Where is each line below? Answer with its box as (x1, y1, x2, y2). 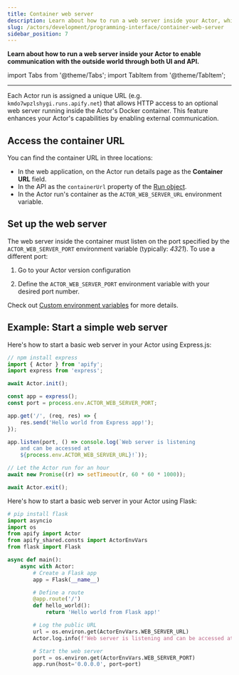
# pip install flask (7, 510, 69, 517)
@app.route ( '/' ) (33, 595, 81, 603)
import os (7, 524, 37, 531)
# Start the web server (33, 647, 103, 654)
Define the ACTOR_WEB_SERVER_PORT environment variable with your (17, 279, 210, 288)
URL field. (17, 175, 47, 183)
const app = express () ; (7, 393, 78, 400)
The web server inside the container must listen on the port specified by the (7, 237, 230, 245)
